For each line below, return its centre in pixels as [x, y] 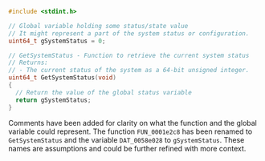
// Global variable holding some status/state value [98, 26]
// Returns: [28, 63]
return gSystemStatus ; [53, 100]
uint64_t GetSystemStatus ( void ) [62, 78]
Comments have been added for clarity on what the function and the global [132, 123]
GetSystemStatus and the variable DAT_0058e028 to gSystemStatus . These [126, 139]
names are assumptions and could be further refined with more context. [127, 148]
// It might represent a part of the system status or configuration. [129, 33]
